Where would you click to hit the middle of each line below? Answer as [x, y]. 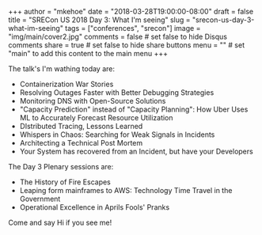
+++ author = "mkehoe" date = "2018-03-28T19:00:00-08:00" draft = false [131, 11]
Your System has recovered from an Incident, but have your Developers [136, 151]
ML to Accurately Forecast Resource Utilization [96, 117]
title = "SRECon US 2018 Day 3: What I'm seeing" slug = [100, 20]
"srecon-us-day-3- [223, 20]
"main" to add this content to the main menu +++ [88, 53]
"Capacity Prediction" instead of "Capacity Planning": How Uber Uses [134, 109]
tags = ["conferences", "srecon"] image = [133, 28]
